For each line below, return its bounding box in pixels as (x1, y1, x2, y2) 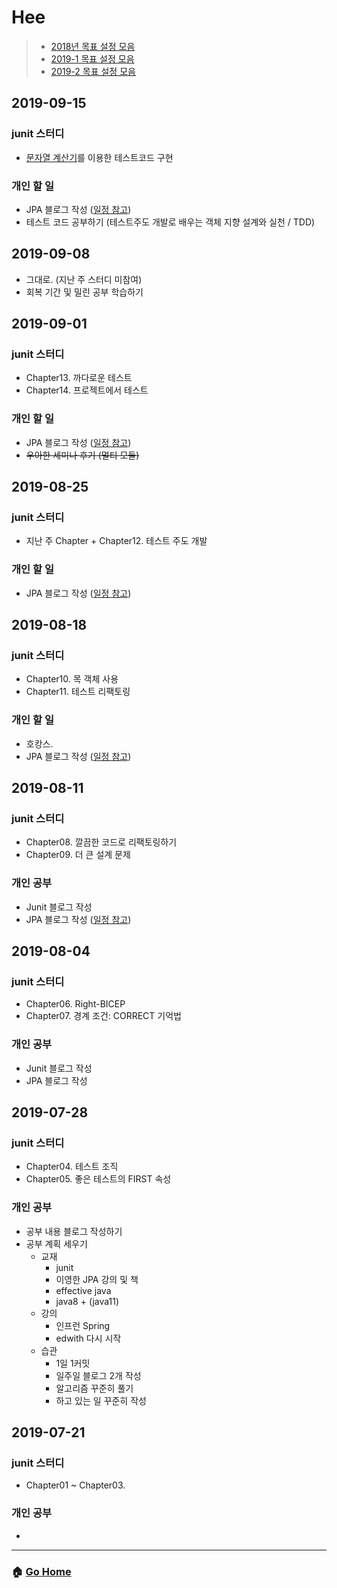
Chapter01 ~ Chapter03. (25, 1479, 126, 1491)
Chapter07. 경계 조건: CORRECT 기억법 (25, 1010, 182, 1022)
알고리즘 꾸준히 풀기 (55, 1382, 134, 1394)
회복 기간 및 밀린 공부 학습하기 (25, 286, 144, 298)
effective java (55, 1284, 112, 1296)
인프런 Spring (55, 1319, 111, 1331)
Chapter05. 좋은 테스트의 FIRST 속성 (25, 1173, 172, 1185)
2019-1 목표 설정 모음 (50, 52, 135, 65)
